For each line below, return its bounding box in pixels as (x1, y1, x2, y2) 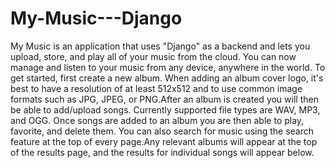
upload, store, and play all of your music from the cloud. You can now (10, 50, 297, 62)
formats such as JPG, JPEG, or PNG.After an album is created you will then (10, 93, 319, 105)
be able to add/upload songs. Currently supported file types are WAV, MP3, (10, 103, 321, 116)
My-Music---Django (10, 7, 183, 30)
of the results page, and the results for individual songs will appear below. (10, 146, 315, 158)
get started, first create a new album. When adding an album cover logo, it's (10, 72, 324, 84)
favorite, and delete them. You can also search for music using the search (10, 125, 315, 137)
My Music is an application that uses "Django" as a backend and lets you (10, 40, 311, 52)
